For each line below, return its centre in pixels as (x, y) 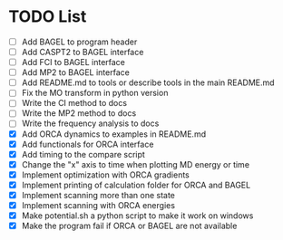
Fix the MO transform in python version (95, 93)
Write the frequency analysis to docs (90, 123)
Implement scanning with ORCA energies (98, 205)
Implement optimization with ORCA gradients (105, 175)
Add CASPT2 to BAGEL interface (83, 52)
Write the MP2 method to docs (79, 113)
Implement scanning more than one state (98, 195)
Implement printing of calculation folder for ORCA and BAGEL (136, 185)
